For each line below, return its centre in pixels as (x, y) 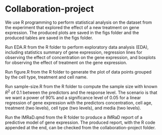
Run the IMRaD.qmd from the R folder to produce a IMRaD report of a (74, 117)
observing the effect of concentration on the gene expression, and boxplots (81, 57)
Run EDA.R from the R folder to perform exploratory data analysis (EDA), (77, 47)
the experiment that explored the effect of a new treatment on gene (72, 27)
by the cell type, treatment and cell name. (46, 77)
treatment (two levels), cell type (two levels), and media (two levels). (73, 108)
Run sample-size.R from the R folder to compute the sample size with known (81, 86)
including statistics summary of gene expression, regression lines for (74, 52)
